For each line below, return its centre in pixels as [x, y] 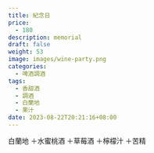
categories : [27, 67]
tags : [17, 81]
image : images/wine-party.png [57, 60]
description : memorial [45, 37]
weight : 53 [26, 52]
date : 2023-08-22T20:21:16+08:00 [63, 118]
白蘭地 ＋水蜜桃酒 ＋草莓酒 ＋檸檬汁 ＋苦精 [77, 140]
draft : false [29, 45]
